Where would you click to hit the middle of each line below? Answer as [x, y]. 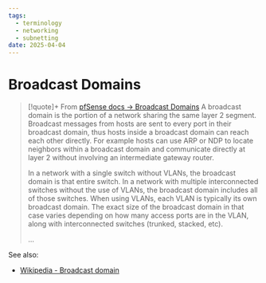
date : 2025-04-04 [37, 45]
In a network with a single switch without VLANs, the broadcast [132, 173]
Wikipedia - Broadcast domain [69, 270]
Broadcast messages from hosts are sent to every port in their [129, 124]
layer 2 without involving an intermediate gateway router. [121, 158]
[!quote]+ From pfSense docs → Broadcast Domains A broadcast [134, 107]
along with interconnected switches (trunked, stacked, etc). [125, 224]
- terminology [39, 23]
